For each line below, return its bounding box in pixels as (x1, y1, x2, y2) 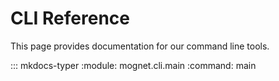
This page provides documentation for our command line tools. (10, 40, 270, 52)
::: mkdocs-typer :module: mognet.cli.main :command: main (10, 59, 257, 71)
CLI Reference (10, 7, 130, 30)
